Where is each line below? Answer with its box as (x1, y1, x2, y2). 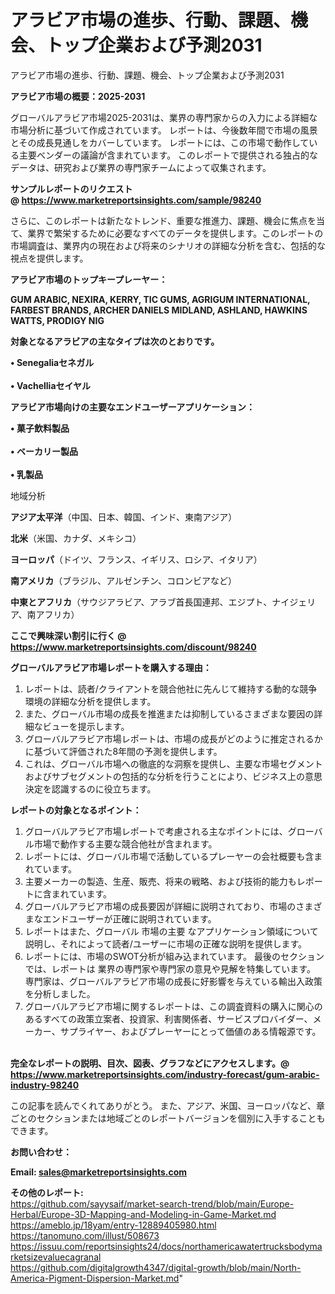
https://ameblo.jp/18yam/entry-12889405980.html (10, 1219, 217, 1231)
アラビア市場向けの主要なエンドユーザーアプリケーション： (10, 401, 255, 413)
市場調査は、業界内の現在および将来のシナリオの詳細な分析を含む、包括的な (10, 239, 326, 251)
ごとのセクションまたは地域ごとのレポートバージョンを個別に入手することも (10, 1112, 326, 1124)
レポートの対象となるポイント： (10, 804, 142, 816)
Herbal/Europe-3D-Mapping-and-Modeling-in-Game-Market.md (10, 1208, 277, 1220)
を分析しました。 (24, 987, 96, 1000)
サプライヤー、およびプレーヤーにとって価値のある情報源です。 (59, 1025, 322, 1037)
